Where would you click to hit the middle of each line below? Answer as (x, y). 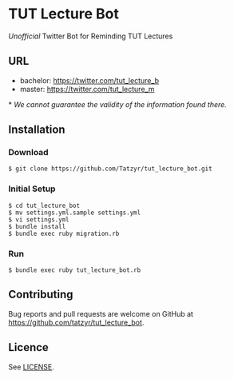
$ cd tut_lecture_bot (44, 205)
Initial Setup (32, 189)
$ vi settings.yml (39, 219)
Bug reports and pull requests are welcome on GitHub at (101, 313)
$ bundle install (37, 226)
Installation (37, 130)
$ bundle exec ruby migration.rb (64, 233)
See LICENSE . (31, 367)
